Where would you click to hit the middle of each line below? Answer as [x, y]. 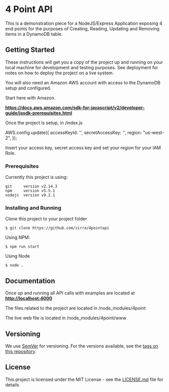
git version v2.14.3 [31, 186]
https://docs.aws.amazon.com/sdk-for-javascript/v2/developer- [75, 108]
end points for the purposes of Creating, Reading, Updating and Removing [82, 28]
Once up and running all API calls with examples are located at [70, 293]
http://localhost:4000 [29, 299]
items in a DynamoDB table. [34, 34]
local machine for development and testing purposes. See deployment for [82, 67]
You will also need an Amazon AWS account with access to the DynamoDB [83, 82]
